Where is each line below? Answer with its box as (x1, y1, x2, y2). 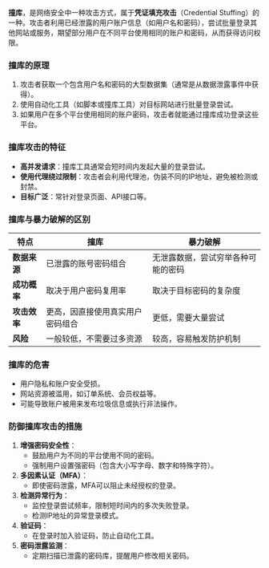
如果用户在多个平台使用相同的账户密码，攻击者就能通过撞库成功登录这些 (19, 110, 259, 120)
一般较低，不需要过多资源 (46, 333, 143, 344)
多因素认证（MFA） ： (19, 471, 89, 481)
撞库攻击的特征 (8, 142, 66, 153)
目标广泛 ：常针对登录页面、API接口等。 (19, 192, 151, 201)
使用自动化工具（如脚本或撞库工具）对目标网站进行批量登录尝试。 (19, 99, 238, 109)
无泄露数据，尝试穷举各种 (151, 252, 249, 263)
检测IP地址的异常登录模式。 (31, 511, 123, 521)
